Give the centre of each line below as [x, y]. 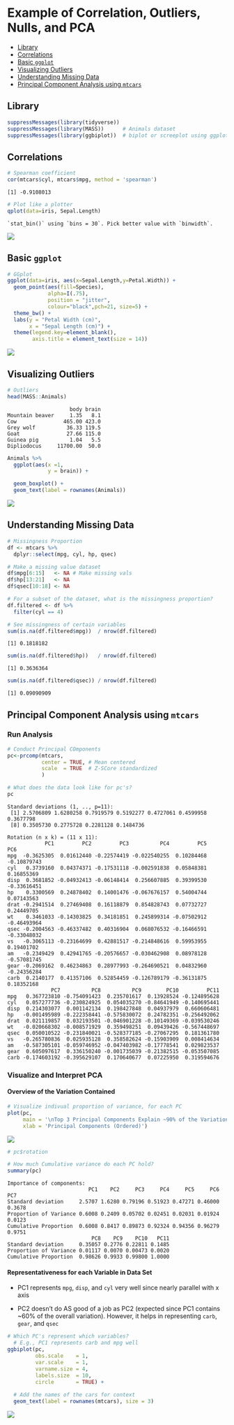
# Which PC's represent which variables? [68, 1336]
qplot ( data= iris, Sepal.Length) [54, 211]
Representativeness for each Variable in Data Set [80, 1272]
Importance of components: [46, 1184]
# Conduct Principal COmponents [54, 749]
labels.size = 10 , [63, 1375]
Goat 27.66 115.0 [54, 434]
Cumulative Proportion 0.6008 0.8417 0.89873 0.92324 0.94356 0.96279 [113, 1227]
